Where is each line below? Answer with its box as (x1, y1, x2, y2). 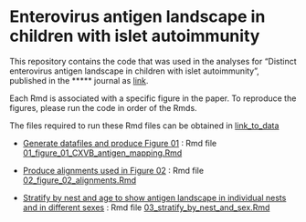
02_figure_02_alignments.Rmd (22, 175, 137, 186)
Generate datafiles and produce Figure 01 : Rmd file (22, 137, 217, 148)
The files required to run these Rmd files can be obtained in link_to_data (9, 120, 280, 131)
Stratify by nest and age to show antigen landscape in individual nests (22, 192, 287, 203)
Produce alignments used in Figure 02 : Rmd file (22, 165, 204, 176)
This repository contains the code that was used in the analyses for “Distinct (9, 55, 297, 66)
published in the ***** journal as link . (9, 75, 149, 86)
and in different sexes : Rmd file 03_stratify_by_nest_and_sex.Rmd (22, 202, 270, 213)
